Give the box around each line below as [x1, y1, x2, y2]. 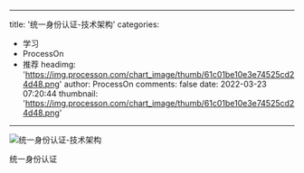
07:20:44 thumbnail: [22, 88, 99, 99]
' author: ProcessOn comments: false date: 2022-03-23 [59, 78, 267, 89]
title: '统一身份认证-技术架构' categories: [9, 19, 160, 30]
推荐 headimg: [22, 59, 77, 69]
